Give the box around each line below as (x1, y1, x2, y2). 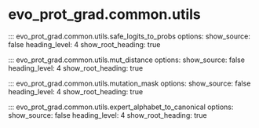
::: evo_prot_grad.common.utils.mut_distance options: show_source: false (8, 55, 246, 64)
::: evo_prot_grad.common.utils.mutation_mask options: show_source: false (8, 79, 251, 88)
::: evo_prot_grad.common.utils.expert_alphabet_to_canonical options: (8, 102, 234, 112)
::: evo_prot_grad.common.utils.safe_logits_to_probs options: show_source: (8, 31, 251, 41)
